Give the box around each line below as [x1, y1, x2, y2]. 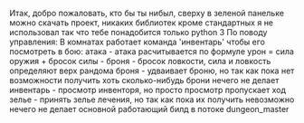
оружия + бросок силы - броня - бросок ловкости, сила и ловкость [9, 56, 271, 66]
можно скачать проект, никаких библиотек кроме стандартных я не [9, 17, 274, 28]
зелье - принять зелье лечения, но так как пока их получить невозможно [9, 94, 295, 105]
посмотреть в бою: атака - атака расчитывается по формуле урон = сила [9, 46, 294, 57]
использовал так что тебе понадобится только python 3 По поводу [9, 27, 268, 37]
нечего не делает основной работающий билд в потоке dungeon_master [9, 104, 290, 114]
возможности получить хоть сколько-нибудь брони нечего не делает [9, 75, 280, 85]
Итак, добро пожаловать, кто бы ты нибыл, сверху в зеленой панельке [9, 8, 285, 18]
